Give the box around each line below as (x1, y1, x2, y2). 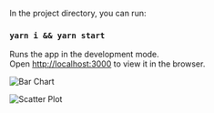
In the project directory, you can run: (9, 8, 147, 18)
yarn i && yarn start (9, 30, 106, 40)
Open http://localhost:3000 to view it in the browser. (9, 58, 206, 69)
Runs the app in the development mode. (9, 49, 159, 60)
